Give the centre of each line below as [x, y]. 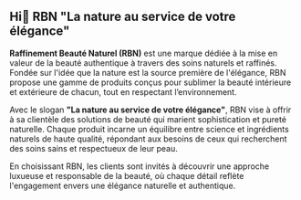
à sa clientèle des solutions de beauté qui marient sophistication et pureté [148, 119]
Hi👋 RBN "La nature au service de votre [123, 17]
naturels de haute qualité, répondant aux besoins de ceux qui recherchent [148, 139]
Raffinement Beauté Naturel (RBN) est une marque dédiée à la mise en [144, 53]
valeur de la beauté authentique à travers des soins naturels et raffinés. [143, 63]
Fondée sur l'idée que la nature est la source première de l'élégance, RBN [148, 72]
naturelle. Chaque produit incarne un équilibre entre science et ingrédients [149, 129]
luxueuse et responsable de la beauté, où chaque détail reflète [127, 175]
